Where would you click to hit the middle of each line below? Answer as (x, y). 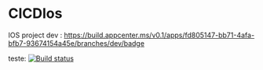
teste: (17, 58)
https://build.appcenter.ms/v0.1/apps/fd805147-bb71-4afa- (159, 35)
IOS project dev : (35, 35)
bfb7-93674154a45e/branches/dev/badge (77, 43)
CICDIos (35, 14)
